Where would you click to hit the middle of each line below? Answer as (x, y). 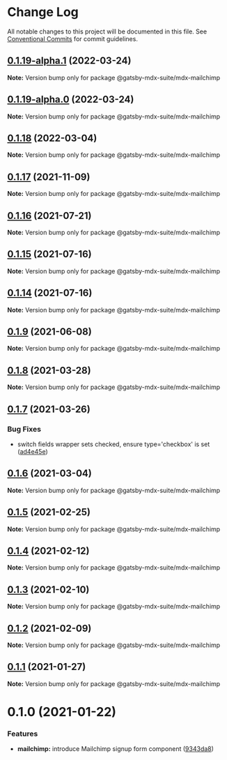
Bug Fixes (24, 429)
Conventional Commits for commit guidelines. (72, 38)
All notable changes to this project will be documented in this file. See (107, 31)
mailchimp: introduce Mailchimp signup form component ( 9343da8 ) (116, 749)
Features (23, 734)
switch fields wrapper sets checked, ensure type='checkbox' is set (113, 444)
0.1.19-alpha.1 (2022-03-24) (69, 61)
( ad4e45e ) (33, 451)
